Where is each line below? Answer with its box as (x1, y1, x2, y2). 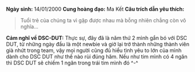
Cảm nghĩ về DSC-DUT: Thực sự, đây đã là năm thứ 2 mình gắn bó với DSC (6, 35, 187, 41)
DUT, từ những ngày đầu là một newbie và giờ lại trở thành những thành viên (6, 41, 190, 47)
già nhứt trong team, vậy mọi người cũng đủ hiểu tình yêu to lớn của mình (6, 47, 182, 54)
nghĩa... (20, 23, 39, 30)
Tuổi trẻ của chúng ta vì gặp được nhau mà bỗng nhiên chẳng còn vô (20, 17, 186, 23)
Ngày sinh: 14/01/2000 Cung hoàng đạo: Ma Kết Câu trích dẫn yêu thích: (6, 6, 185, 12)
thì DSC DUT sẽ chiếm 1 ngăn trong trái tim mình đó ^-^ (6, 59, 138, 66)
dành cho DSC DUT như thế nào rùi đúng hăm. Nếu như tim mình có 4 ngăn (6, 53, 188, 60)
